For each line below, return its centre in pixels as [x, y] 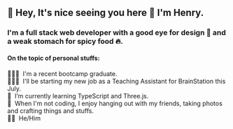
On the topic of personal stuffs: [54, 58]
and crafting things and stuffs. [51, 111]
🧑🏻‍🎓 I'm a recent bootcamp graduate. [62, 73]
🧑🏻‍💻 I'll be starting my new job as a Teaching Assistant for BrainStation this [116, 81]
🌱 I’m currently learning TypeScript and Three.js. [78, 96]
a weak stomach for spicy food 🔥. [65, 41]
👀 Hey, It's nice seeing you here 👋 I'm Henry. [106, 13]
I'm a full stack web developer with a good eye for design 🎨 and [116, 33]
